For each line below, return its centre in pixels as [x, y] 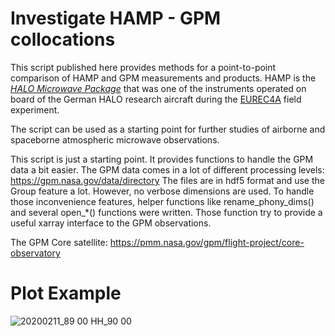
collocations [63, 39]
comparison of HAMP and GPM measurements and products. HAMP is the [163, 78]
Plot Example [66, 293]
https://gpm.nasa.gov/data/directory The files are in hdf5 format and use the [167, 180]
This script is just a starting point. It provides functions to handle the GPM [162, 159]
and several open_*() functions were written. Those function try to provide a [166, 212]
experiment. [35, 109]
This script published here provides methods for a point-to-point [143, 67]
